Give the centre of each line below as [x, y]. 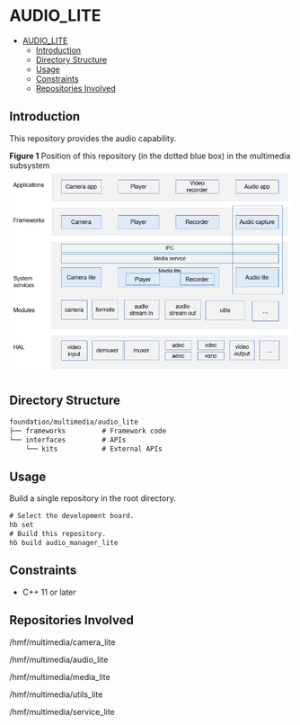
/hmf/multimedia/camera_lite [62, 642]
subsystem [30, 165]
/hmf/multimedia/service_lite [62, 712]
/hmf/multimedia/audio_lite [59, 659]
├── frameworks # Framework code [88, 431]
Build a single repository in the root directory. [93, 498]
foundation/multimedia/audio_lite [74, 422]
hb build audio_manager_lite [64, 543]
